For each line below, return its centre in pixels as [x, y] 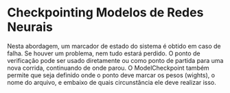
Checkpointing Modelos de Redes [105, 13]
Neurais [30, 27]
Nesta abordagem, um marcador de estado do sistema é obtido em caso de [114, 46]
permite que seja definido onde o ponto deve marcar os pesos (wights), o [111, 75]
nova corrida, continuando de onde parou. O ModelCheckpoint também [108, 68]
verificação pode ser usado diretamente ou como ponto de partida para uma [115, 60]
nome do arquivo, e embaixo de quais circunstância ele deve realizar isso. [112, 82]
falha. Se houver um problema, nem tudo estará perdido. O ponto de [104, 53]
